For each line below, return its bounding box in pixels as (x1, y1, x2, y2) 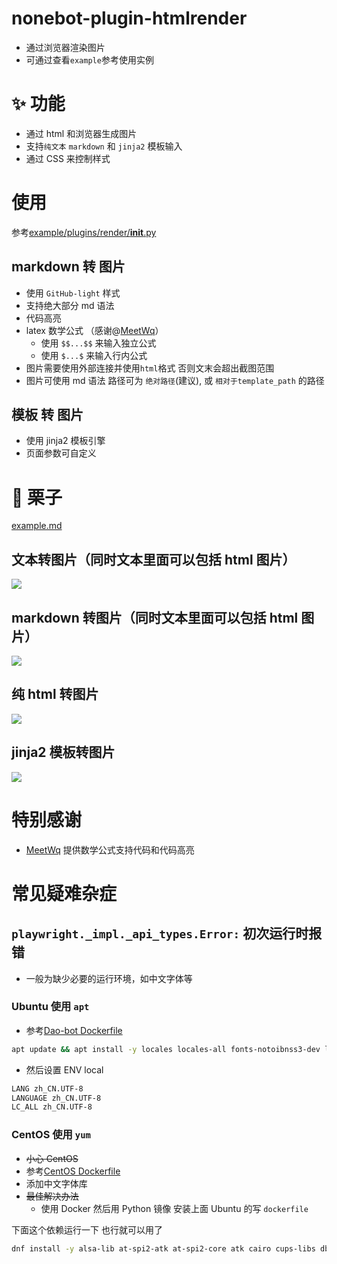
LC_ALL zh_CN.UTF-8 (11, 1102, 93, 1112)
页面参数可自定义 (25, 447, 97, 459)
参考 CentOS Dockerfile (25, 1165, 121, 1177)
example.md (11, 520, 63, 532)
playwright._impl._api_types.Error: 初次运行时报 (11, 925, 323, 942)
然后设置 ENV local (25, 1063, 104, 1076)
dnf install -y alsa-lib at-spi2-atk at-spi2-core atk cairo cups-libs (11, 1243, 316, 1254)
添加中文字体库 (25, 1177, 88, 1189)
